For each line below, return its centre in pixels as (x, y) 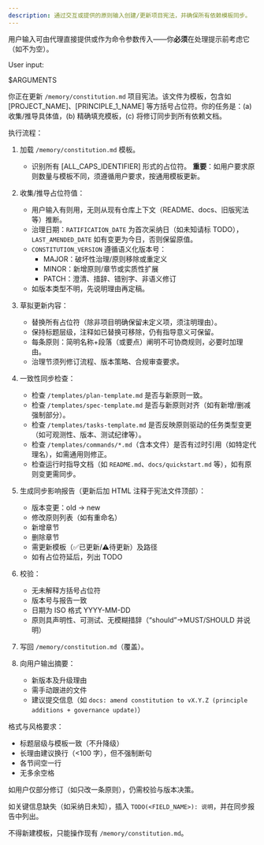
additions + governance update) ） (88, 709)
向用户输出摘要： (47, 663)
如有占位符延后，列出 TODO (77, 556)
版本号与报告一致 (59, 600)
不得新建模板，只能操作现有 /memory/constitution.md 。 (98, 832)
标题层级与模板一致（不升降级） (71, 743)
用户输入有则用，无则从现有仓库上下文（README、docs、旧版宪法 (140, 209)
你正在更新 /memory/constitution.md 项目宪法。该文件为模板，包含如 (120, 96)
